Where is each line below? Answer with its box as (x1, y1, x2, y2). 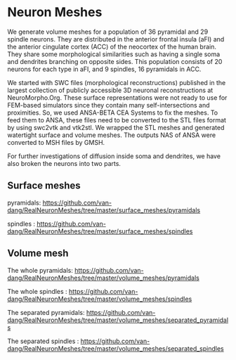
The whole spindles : (7, 287, 68, 295)
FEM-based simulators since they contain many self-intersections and (7, 101, 210, 109)
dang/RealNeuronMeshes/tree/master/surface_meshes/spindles (7, 226, 193, 236)
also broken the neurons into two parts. (7, 159, 122, 167)
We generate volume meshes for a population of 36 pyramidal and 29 (7, 27, 209, 36)
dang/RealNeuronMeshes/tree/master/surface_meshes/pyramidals (7, 205, 201, 214)
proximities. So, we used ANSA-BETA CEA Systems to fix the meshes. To (7, 108, 218, 117)
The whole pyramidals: (7, 266, 74, 274)
